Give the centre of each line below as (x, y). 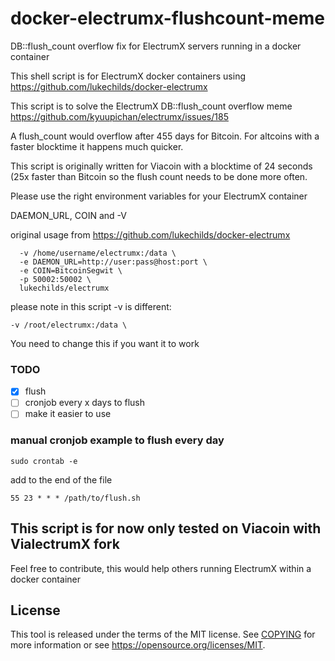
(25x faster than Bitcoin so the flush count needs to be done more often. (159, 176)
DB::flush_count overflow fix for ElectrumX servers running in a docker (156, 46)
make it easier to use (68, 414)
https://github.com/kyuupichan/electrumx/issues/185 (119, 116)
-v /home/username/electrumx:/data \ (98, 253)
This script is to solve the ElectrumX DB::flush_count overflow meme (151, 106)
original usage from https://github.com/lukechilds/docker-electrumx (150, 234)
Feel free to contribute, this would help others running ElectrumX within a (161, 568)
